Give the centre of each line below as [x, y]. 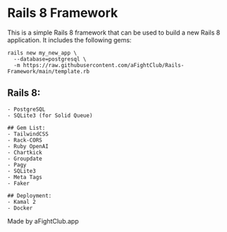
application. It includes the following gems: [69, 39]
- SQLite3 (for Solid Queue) [50, 115]
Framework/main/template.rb [49, 71]
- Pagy [17, 165]
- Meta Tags [25, 177]
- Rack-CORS [25, 140]
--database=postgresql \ [50, 59]
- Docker [20, 208]
